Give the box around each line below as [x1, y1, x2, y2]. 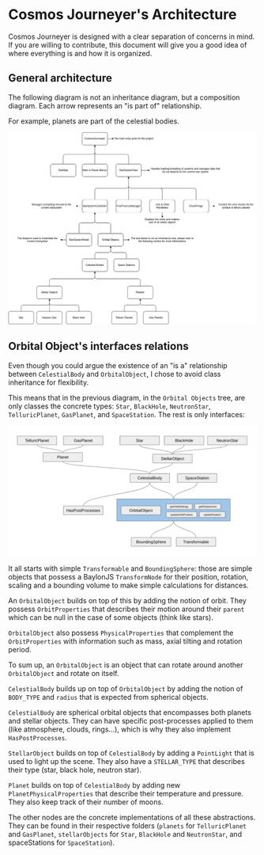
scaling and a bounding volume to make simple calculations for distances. [8, 580, 249, 590]
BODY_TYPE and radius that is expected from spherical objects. [8, 692, 209, 701]
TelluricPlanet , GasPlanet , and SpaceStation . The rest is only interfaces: [8, 409, 245, 419]
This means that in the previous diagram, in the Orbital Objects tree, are [8, 393, 246, 402]
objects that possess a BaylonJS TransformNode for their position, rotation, [8, 572, 249, 581]
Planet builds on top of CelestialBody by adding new [8, 780, 180, 789]
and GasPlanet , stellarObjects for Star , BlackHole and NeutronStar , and [8, 829, 243, 838]
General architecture [8, 71, 112, 85]
